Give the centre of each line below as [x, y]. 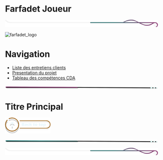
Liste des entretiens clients [39, 68]
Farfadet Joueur [38, 9]
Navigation [27, 54]
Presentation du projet [34, 73]
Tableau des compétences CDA [44, 78]
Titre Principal [34, 107]
